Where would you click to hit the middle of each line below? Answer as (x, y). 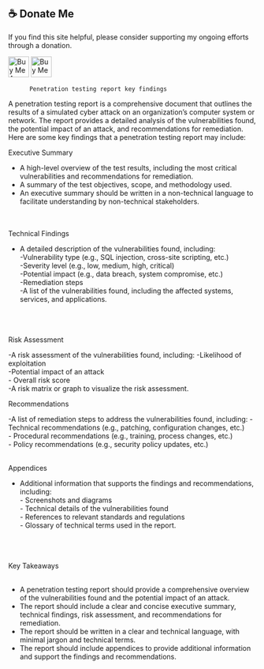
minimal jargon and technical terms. (78, 640)
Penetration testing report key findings (98, 89)
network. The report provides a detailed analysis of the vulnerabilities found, (132, 120)
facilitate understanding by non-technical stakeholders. (109, 201)
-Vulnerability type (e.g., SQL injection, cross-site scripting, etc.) (124, 257)
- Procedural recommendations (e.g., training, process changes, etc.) (121, 436)
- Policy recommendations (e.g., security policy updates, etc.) (108, 444)
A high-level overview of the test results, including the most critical (128, 167)
